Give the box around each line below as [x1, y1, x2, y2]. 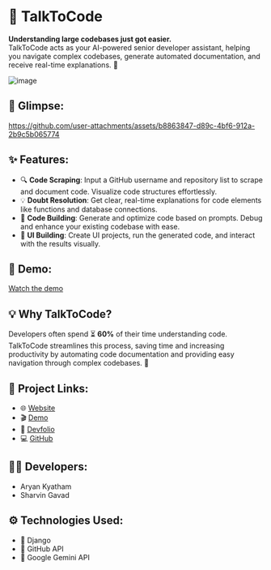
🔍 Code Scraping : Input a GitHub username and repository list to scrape [19, 174, 263, 185]
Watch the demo [8, 284, 63, 294]
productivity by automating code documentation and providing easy [8, 349, 235, 359]
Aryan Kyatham [19, 482, 72, 491]
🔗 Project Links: [8, 381, 89, 396]
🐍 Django [19, 535, 51, 545]
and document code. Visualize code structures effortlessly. [19, 186, 218, 196]
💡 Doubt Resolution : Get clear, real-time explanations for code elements [19, 195, 262, 205]
